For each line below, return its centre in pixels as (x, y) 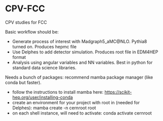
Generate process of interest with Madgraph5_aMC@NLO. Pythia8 (80, 41)
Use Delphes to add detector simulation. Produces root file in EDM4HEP (85, 52)
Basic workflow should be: (32, 32)
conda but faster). (23, 82)
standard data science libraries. (44, 68)
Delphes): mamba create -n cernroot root (54, 108)
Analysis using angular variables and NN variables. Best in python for (82, 62)
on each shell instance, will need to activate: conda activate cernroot (82, 113)
